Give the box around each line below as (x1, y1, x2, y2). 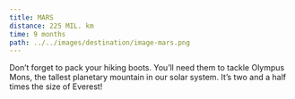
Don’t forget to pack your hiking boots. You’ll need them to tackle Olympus (9, 62, 285, 73)
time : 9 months (9, 29, 66, 38)
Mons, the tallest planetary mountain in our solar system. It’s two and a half (9, 72, 287, 83)
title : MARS (9, 12, 54, 22)
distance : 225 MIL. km (9, 21, 94, 30)
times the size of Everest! (9, 81, 103, 92)
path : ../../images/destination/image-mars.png (9, 37, 191, 47)
